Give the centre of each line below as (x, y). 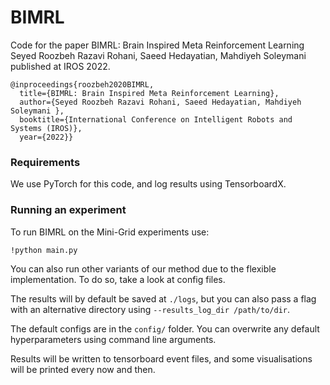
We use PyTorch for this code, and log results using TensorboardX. (148, 184)
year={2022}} (46, 137)
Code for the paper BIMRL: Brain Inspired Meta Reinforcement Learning (157, 45)
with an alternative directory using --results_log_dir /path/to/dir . (150, 309)
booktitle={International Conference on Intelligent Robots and (156, 119)
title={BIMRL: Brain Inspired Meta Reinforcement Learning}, (149, 93)
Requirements (45, 162)
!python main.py (44, 250)
